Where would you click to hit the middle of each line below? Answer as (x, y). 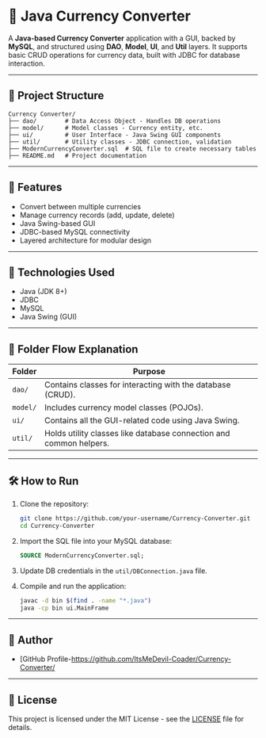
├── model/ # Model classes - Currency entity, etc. (106, 128)
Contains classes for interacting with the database (138, 385)
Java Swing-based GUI (57, 223)
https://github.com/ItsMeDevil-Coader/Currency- (151, 659)
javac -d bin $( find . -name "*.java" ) (85, 600)
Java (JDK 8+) (43, 292)
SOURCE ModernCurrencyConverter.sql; (82, 555)
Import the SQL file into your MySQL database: (96, 541)
